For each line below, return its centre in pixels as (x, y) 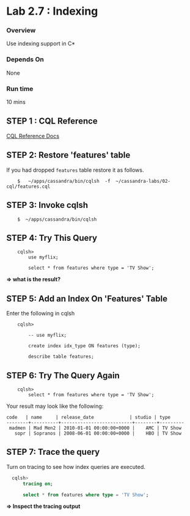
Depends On (25, 59)
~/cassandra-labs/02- (143, 181)
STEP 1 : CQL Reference (52, 121)
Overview (21, 31)
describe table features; (61, 357)
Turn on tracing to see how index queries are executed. (76, 466)
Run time (20, 89)
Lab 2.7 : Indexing (52, 11)
